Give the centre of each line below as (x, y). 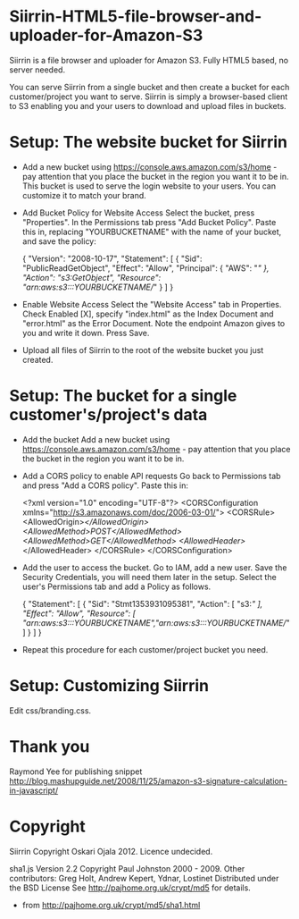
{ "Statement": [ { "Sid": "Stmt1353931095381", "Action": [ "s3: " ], (142, 603)
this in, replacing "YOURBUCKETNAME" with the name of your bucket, (152, 232)
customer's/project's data (108, 415)
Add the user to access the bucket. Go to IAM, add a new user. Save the (154, 567)
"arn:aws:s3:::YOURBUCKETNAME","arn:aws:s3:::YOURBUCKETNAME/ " (156, 622)
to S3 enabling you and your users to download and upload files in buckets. (148, 105)
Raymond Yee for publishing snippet (76, 771)
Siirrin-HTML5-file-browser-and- (136, 17)
